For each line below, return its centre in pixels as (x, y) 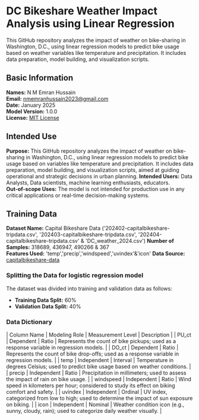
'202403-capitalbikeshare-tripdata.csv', (88, 234)
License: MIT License (33, 118)
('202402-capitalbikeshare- (136, 228)
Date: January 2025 (31, 105)
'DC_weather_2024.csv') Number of (129, 241)
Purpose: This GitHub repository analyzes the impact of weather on (89, 151)
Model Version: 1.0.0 (32, 111)
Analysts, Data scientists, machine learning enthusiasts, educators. (88, 183)
